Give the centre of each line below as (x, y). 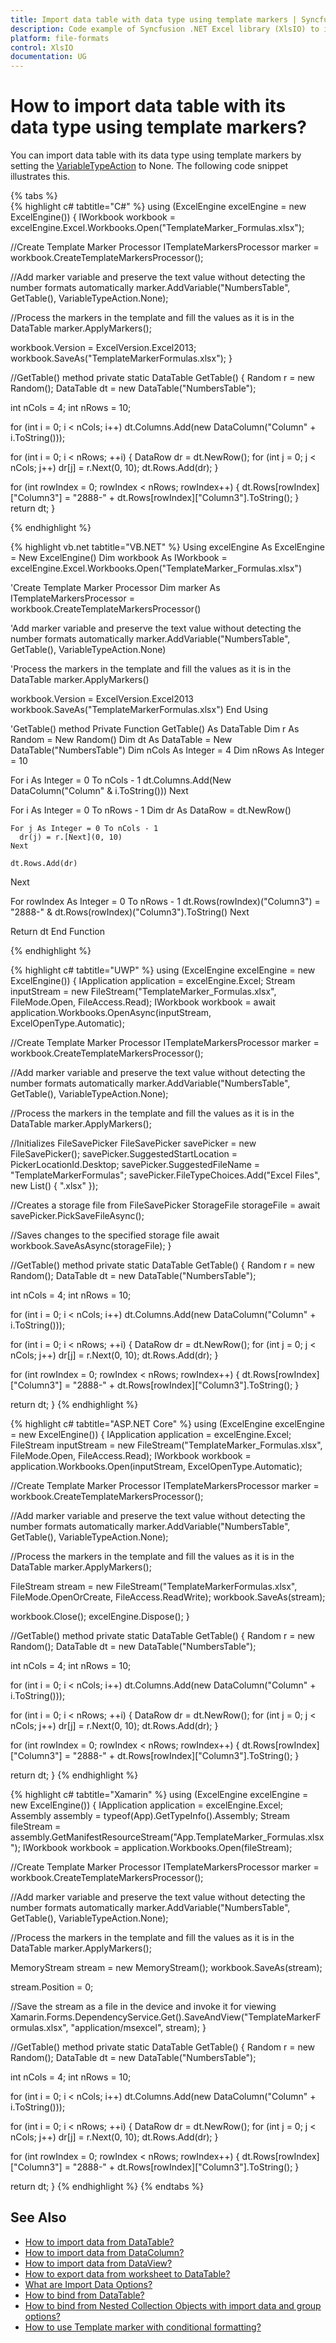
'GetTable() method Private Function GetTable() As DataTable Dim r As (155, 729)
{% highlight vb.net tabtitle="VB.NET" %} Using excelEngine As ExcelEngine (167, 547)
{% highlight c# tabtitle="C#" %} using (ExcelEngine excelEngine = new (158, 207)
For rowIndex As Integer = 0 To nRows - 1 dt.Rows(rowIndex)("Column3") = (165, 902)
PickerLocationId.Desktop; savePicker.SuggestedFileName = (135, 1165)
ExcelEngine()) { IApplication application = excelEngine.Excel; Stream (153, 981)
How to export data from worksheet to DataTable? (127, 2273)
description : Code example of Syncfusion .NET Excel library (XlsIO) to (165, 29)
